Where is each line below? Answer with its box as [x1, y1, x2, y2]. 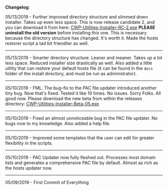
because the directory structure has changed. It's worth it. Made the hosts [5, 35, 158, 41]
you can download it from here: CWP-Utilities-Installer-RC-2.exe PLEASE [5, 24, 155, 30]
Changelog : [5, 4, 30, 10]
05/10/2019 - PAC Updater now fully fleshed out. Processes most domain [5, 155, 156, 160]
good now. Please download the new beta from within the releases [5, 96, 142, 101]
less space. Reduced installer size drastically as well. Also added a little [5, 60, 152, 66]
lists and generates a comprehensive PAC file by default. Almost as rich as [5, 160, 158, 166]
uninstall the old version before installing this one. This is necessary [5, 30, 147, 35]
